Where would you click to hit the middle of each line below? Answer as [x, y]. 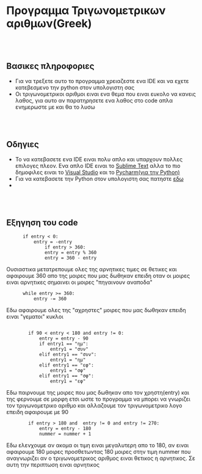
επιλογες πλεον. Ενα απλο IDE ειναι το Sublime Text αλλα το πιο [98, 166]
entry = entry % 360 [71, 253]
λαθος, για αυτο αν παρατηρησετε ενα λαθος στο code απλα [94, 100]
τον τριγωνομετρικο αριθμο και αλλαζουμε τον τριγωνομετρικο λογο [94, 406]
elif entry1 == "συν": [68, 355]
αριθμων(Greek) [49, 24]
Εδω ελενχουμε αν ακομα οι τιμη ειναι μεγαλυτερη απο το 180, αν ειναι [98, 445]
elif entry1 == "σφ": [67, 376]
